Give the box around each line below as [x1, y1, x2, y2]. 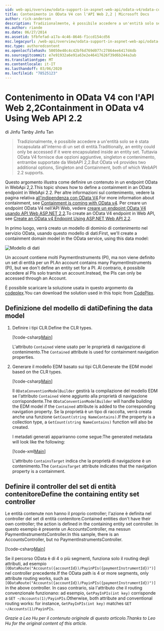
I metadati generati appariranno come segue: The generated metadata [12, 434, 153, 440]
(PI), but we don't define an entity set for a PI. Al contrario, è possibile [5, 265, 145, 271]
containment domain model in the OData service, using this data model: [5, 235, 149, 241]
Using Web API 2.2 [5, 113, 82, 124]
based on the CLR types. [12, 369, 62, 374]
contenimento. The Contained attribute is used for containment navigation [12, 349, 159, 355]
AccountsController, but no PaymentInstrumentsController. [5, 537, 123, 542]
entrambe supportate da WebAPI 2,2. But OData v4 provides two [17, 159, 146, 165]
